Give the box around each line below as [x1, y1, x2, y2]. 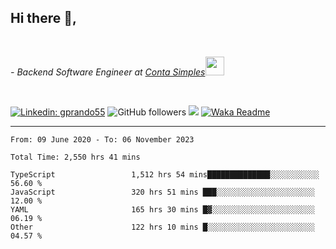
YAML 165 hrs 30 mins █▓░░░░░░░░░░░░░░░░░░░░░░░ [10, 204, 315, 215]
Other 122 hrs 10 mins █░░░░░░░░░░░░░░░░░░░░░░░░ [10, 222, 315, 232]
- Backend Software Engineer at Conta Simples [10, 66, 206, 78]
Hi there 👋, [10, 10, 77, 27]
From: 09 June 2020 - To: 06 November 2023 [10, 134, 195, 145]
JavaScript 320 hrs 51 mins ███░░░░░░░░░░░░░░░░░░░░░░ [10, 187, 315, 197]
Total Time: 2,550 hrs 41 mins [10, 152, 141, 162]
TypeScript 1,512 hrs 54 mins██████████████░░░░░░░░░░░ [10, 169, 320, 180]
